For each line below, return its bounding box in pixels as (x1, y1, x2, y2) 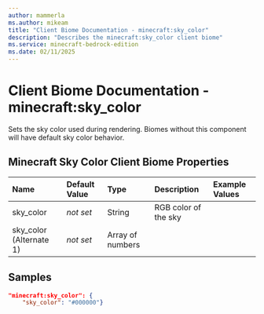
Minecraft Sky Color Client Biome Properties (8, 155, 229, 169)
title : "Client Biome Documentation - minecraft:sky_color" (8, 26, 210, 34)
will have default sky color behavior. (8, 133, 125, 142)
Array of (107, 229, 137, 240)
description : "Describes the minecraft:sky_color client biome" (8, 33, 223, 42)
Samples (8, 271, 53, 284)
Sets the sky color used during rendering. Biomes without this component (8, 124, 247, 133)
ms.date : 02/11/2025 (8, 48, 76, 56)
